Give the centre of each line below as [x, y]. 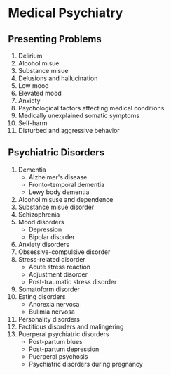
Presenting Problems [55, 39]
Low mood [33, 85]
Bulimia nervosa [52, 312]
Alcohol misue [39, 63]
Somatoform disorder [49, 289]
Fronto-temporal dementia [66, 184]
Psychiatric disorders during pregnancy [85, 364]
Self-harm [33, 123]
